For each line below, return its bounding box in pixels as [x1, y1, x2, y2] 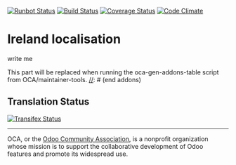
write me [7, 54, 33, 62]
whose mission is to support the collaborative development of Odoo [7, 142, 204, 150]
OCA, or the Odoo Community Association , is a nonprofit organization [7, 134, 209, 143]
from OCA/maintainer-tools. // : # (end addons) [7, 75, 142, 84]
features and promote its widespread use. [7, 150, 129, 158]
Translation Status [7, 95, 90, 108]
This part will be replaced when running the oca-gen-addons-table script [7, 67, 219, 77]
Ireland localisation [7, 32, 122, 47]
